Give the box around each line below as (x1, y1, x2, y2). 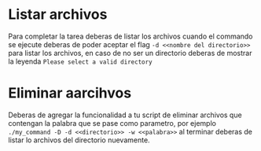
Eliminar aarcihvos (8, 84, 132, 102)
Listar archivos (8, 6, 108, 24)
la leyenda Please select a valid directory (8, 57, 153, 66)
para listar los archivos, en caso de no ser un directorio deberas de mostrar (8, 48, 252, 57)
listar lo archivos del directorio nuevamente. (8, 135, 151, 145)
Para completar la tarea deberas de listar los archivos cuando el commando (8, 31, 253, 41)
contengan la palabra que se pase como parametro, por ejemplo (8, 118, 216, 127)
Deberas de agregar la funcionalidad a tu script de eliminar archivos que (8, 110, 242, 120)
